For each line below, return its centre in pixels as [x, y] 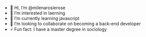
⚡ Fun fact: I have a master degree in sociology [58, 29]
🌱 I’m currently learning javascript [44, 18]
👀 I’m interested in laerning [37, 13]
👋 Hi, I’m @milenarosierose [38, 8]
